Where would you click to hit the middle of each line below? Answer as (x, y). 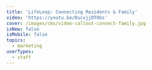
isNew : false (23, 29)
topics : (16, 40)
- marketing (27, 46)
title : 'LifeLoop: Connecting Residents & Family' (72, 12)
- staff (22, 57)
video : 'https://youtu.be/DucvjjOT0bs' (57, 18)
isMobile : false (27, 35)
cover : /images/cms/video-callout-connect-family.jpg (76, 23)
